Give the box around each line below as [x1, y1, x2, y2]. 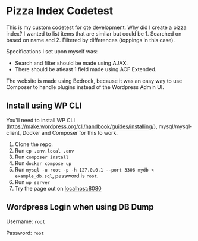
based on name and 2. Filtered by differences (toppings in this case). [6, 36, 175, 43]
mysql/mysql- [158, 123, 193, 130]
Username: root [6, 218, 46, 225]
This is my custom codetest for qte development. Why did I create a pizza [6, 24, 187, 31]
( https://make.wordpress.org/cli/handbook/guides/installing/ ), [6, 123, 158, 130]
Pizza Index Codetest [6, 4, 114, 18]
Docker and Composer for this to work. [22, 129, 118, 136]
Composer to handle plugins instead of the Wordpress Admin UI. [6, 83, 165, 90]
